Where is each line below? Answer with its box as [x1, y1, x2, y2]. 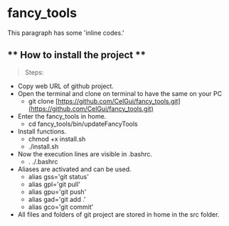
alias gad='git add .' [28, 195, 87, 203]
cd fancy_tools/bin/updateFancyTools [28, 119, 138, 128]
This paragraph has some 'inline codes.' [7, 28, 124, 37]
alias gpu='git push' [28, 187, 87, 196]
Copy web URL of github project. [17, 82, 114, 90]
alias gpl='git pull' [28, 180, 80, 188]
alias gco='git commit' [28, 203, 94, 211]
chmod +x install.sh [28, 134, 86, 143]
